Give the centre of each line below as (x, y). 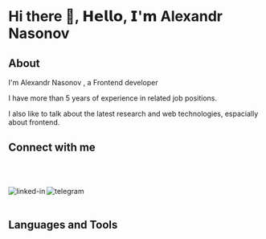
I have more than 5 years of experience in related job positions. (113, 98)
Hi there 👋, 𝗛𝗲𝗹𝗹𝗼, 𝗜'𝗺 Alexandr (116, 16)
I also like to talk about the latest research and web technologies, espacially (133, 113)
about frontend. (34, 122)
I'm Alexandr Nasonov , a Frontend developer (83, 82)
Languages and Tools (63, 225)
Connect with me (52, 148)
